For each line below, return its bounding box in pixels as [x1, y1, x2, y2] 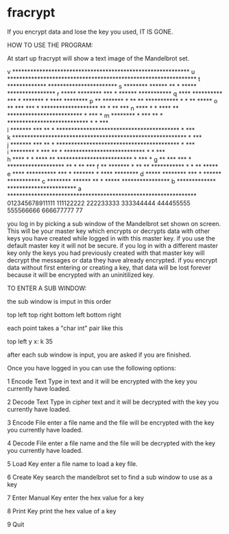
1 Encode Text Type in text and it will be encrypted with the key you [7, 377, 197, 386]
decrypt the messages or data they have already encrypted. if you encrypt [7, 256, 218, 264]
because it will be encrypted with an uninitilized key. [7, 270, 154, 279]
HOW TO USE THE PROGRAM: [7, 41, 94, 49]
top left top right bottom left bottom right [7, 311, 121, 319]
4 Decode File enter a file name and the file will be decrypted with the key [7, 438, 216, 447]
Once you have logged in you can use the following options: [7, 364, 177, 372]
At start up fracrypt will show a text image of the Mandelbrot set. [7, 54, 190, 63]
